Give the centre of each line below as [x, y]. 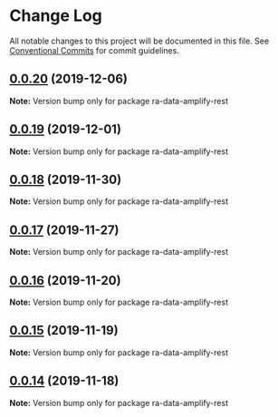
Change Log [56, 16]
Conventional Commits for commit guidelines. [94, 50]
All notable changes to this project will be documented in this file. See [139, 41]
